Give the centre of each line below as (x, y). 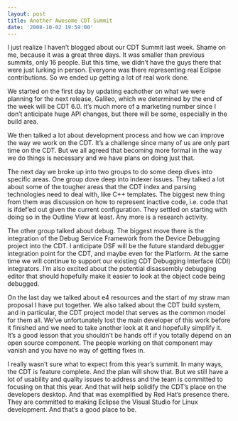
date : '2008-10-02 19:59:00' (50, 27)
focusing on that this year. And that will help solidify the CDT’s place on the (117, 387)
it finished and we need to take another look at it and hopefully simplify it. (115, 328)
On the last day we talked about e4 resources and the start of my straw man (119, 298)
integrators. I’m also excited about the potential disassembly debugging (112, 269)
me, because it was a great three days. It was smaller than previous (106, 55)
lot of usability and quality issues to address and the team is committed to (115, 379)
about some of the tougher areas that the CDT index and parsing (102, 187)
